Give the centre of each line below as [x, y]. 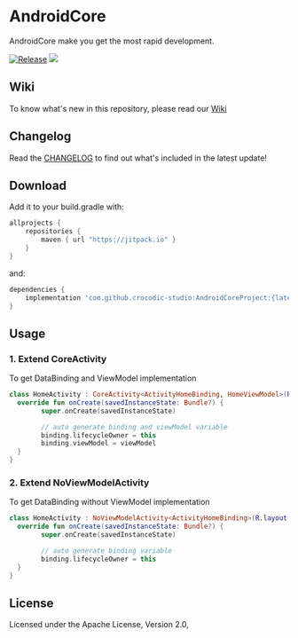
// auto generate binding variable [107, 551]
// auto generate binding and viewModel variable [134, 427]
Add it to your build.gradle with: [67, 207]
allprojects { [35, 224]
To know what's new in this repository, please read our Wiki [118, 108]
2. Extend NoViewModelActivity [79, 483]
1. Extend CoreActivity [58, 358]
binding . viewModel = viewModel [99, 444]
